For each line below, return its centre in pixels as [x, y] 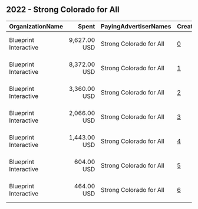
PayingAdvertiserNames [136, 26]
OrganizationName [36, 26]
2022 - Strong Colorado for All [63, 10]
